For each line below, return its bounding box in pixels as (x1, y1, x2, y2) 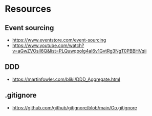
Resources (5, 3, 52, 15)
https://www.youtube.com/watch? (12, 42, 84, 49)
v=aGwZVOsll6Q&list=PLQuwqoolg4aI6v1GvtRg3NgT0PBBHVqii (12, 48, 147, 54)
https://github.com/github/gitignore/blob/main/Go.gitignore (12, 104, 137, 110)
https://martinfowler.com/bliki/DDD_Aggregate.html (12, 76, 121, 82)
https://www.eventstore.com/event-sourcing (12, 37, 106, 43)
